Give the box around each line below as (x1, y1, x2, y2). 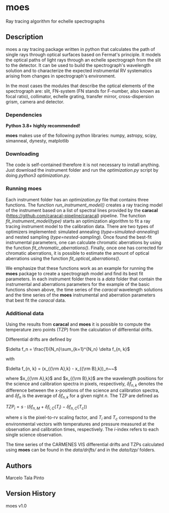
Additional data (6, 310, 44, 317)
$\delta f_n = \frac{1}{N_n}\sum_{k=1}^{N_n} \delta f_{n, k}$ (6, 346, 130, 352)
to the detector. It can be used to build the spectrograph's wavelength (6, 62, 151, 68)
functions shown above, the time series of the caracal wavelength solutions (6, 286, 163, 292)
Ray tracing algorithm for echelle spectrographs (6, 18, 105, 24)
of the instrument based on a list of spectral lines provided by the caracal (6, 207, 158, 213)
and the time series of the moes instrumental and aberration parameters (6, 291, 155, 298)
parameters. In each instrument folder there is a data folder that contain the (6, 276, 162, 282)
